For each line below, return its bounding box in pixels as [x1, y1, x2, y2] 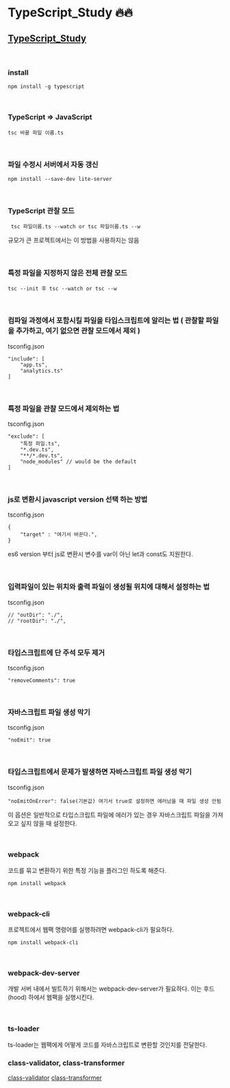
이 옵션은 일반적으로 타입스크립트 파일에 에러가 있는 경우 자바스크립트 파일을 [8, 811, 211, 819]
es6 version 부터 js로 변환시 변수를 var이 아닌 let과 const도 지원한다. [8, 550, 194, 558]
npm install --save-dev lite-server [8, 175, 112, 182]
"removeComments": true [8, 677, 76, 684]
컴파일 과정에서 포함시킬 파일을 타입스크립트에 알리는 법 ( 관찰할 [8, 316, 205, 325]
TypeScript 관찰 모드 [8, 206, 75, 215]
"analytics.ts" [20, 367, 64, 374]
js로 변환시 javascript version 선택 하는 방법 [8, 495, 148, 504]
